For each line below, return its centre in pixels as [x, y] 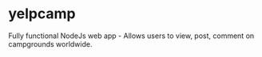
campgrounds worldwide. [50, 44]
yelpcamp [42, 14]
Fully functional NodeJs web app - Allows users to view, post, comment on [131, 36]
